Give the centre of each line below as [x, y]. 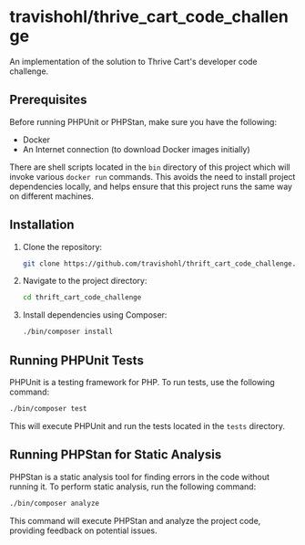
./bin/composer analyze [55, 503]
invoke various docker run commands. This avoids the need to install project [152, 176]
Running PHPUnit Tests [76, 360]
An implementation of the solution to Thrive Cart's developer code [133, 61]
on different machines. [51, 196]
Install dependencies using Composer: [95, 315]
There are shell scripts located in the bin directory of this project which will [150, 167]
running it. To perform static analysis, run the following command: [133, 487]
